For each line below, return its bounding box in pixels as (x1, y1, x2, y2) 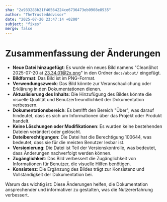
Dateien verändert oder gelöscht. (12, 129, 81, 135)
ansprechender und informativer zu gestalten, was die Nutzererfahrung (5, 187, 153, 193)
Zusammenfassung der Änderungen (5, 48, 161, 59)
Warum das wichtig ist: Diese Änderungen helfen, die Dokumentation (5, 181, 148, 187)
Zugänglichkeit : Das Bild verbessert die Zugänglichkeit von (12, 156, 136, 162)
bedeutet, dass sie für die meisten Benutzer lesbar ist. (12, 140, 125, 146)
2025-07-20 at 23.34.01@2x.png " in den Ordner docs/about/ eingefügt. (12, 70, 161, 76)
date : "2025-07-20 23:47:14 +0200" (5, 17, 80, 22)
